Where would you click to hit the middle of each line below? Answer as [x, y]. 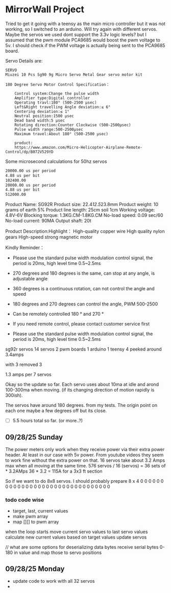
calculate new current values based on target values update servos [76, 537]
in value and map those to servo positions [58, 553]
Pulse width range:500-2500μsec [49, 129]
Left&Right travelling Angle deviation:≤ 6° [63, 107]
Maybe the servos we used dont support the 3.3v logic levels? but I [76, 34]
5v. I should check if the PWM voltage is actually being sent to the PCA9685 [85, 45]
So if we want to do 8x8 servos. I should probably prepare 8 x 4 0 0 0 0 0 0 [84, 481]
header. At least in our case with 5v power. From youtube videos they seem [84, 455]
